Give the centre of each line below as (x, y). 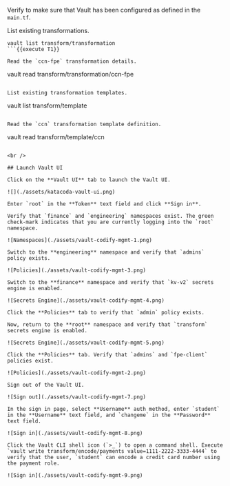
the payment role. (33, 463)
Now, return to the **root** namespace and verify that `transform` (107, 325)
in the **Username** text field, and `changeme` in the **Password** (109, 415)
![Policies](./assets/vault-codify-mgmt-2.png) (77, 373)
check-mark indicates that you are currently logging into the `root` (111, 222)
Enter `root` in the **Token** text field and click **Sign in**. (104, 204)
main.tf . (19, 17)
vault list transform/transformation (61, 43)
